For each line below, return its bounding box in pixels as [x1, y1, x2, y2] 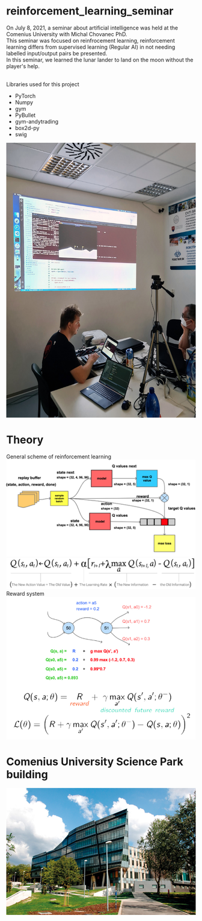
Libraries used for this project [6, 80, 79, 88]
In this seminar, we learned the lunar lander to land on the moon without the [6, 56, 194, 63]
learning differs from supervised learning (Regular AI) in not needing [6, 43, 176, 51]
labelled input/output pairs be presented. [6, 49, 108, 57]
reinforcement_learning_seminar [6, 4, 174, 18]
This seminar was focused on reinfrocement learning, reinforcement [6, 37, 176, 44]
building [6, 768, 48, 781]
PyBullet [14, 111, 36, 119]
